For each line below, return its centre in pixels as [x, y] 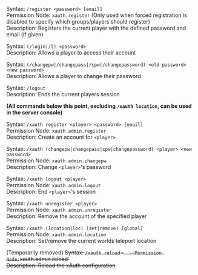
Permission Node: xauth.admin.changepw [56, 161]
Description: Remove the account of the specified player [77, 216]
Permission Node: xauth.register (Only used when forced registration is [97, 15]
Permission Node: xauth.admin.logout [54, 185]
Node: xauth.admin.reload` [38, 259]
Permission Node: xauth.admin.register [56, 131]
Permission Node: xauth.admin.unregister [59, 210]
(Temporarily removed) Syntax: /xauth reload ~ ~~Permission [84, 253]
